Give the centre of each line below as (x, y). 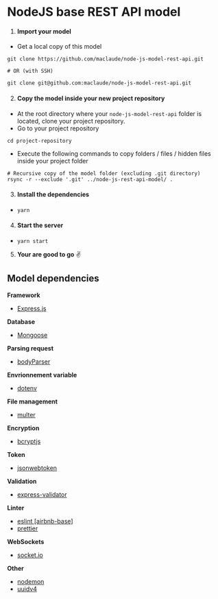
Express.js (32, 308)
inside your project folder (53, 161)
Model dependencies (53, 279)
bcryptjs (29, 441)
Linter (16, 508)
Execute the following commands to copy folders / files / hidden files (114, 153)
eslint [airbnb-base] (45, 521)
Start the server (40, 225)
